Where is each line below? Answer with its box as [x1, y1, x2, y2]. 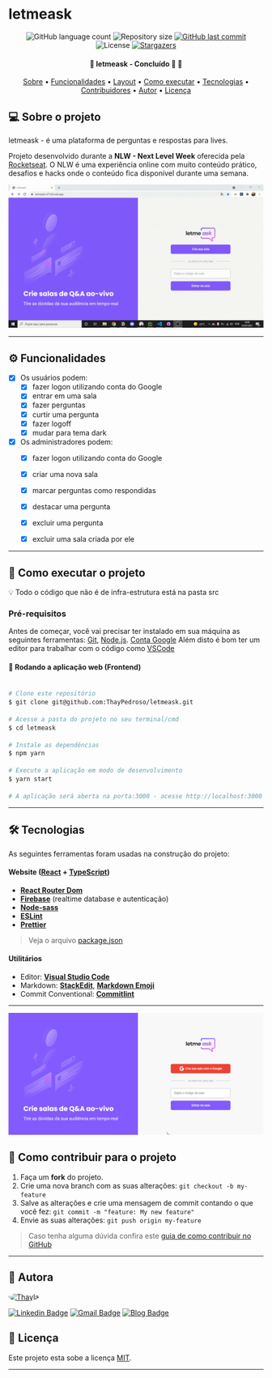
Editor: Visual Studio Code [19, 972, 110, 981]
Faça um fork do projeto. [19, 1172, 104, 1182]
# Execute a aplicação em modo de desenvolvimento [8, 767, 183, 775]
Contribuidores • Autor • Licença [80, 86, 192, 96]
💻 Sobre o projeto [8, 110, 101, 124]
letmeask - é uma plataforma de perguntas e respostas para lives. [8, 135, 228, 145]
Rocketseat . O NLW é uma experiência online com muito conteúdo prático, [8, 159, 257, 169]
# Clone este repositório [8, 690, 96, 698]
